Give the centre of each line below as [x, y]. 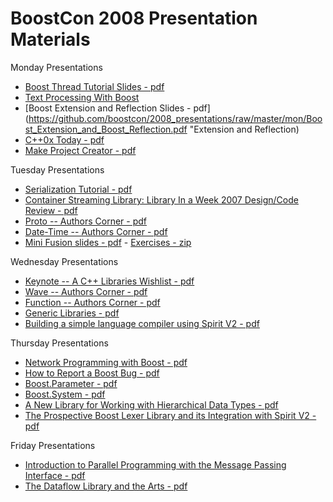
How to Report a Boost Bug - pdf [92, 373]
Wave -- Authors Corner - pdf [86, 291]
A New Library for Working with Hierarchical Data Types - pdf [151, 404]
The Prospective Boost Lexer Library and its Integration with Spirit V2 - [170, 415]
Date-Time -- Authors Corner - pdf [96, 231]
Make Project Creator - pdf [80, 150]
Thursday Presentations [59, 343]
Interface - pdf [55, 475]
